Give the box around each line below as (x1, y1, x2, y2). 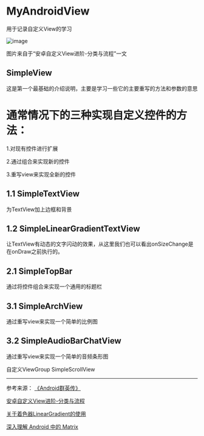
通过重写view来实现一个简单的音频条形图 (6, 353, 109, 360)
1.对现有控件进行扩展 (6, 145, 58, 152)
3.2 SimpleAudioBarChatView (6, 336, 121, 346)
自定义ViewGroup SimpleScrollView (6, 365, 95, 373)
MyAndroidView (6, 4, 90, 18)
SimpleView (6, 68, 53, 78)
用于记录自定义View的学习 (6, 25, 72, 32)
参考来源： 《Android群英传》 (6, 384, 81, 392)
